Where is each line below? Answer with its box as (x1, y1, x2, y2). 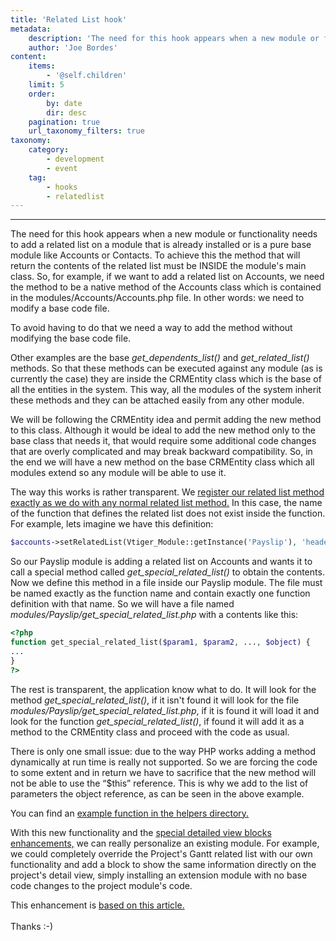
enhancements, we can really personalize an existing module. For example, (10, 837, 320, 849)
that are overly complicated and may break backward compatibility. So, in (10, 446, 313, 458)
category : (28, 145, 70, 155)
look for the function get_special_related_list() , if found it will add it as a (10, 715, 305, 727)
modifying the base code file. (10, 332, 132, 345)
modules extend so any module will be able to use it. (10, 467, 227, 479)
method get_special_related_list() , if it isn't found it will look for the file (10, 694, 300, 706)
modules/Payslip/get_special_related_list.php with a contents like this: (10, 609, 299, 621)
